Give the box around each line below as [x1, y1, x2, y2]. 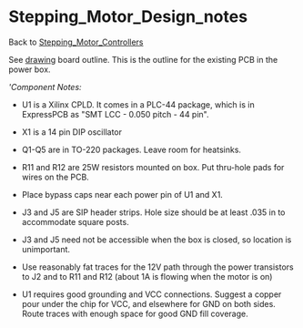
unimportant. [21, 243, 70, 254]
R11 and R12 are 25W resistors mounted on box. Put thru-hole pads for [21, 161, 285, 172]
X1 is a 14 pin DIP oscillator [21, 126, 123, 138]
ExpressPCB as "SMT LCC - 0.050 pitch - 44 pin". [21, 108, 209, 119]
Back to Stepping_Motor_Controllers [8, 36, 144, 47]
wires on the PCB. [21, 171, 90, 182]
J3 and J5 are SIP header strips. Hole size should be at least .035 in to [21, 207, 286, 218]
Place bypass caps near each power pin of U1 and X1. [21, 189, 224, 200]
